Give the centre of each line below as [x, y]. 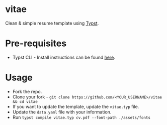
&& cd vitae [25, 101]
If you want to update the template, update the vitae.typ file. [76, 106]
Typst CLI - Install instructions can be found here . [64, 57]
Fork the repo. [27, 91]
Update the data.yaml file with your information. [62, 112]
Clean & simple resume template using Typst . [52, 23]
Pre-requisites [36, 43]
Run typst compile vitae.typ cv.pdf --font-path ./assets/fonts [81, 117]
